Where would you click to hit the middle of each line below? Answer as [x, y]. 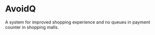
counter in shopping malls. [32, 27]
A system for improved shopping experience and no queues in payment [78, 22]
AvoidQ [20, 9]
